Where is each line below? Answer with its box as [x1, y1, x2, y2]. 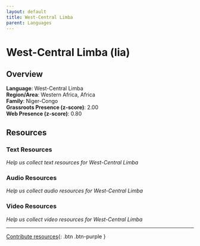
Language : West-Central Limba [6, 85, 83, 92]
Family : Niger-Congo [6, 98, 58, 105]
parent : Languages [6, 20, 52, 26]
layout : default [6, 8, 46, 15]
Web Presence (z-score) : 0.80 [6, 110, 82, 117]
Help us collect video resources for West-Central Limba [6, 216, 143, 223]
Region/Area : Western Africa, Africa [6, 91, 95, 98]
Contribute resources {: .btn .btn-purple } [6, 233, 106, 240]
